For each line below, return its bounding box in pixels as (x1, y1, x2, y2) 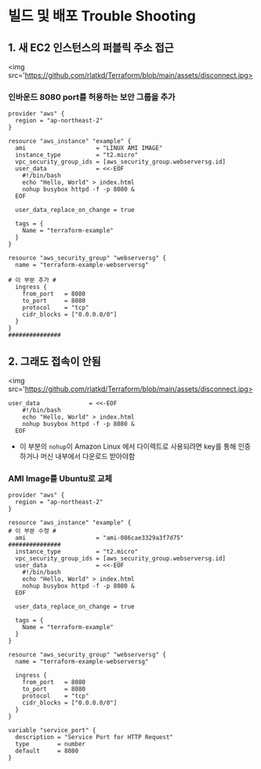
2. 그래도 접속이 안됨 (8, 354, 102, 368)
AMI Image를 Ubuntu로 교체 (8, 473, 112, 484)
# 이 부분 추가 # (8, 276, 56, 284)
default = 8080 (15, 747, 79, 755)
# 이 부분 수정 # (8, 527, 56, 535)
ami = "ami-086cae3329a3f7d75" (15, 534, 184, 542)
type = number (15, 740, 86, 749)
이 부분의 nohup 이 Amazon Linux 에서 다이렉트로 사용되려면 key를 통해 (19, 441, 237, 452)
